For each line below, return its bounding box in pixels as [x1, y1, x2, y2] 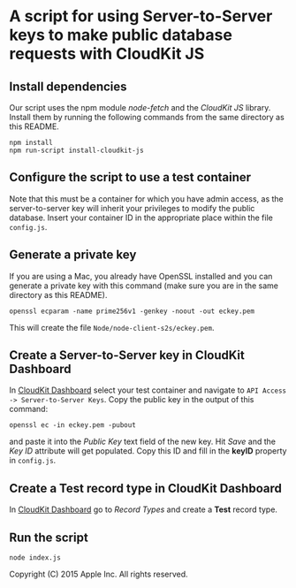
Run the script [9, 530, 88, 545]
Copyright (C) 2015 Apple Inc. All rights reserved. [9, 569, 188, 580]
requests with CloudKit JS [9, 44, 205, 64]
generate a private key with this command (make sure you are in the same [9, 280, 279, 291]
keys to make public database [9, 25, 232, 45]
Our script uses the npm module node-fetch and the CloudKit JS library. [9, 103, 271, 112]
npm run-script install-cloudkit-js [9, 146, 144, 155]
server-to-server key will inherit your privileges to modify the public [9, 202, 255, 213]
